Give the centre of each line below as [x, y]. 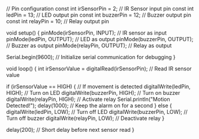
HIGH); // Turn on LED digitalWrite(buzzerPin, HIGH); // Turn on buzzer [93, 93]
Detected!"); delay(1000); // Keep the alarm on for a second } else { [89, 106]
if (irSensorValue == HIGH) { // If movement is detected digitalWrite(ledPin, [98, 87]
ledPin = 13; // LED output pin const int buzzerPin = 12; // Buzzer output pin [99, 15]
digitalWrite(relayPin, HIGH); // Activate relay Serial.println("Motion [88, 99]
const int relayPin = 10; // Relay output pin [58, 21]
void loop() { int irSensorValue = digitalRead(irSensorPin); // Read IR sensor [99, 69]
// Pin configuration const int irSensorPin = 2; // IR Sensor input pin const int [100, 9]
